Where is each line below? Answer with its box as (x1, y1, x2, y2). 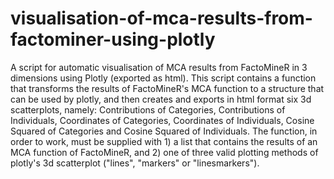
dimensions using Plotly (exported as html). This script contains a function (10, 72, 317, 84)
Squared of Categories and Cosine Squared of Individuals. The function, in (10, 125, 318, 137)
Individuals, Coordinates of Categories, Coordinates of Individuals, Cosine (10, 114, 315, 126)
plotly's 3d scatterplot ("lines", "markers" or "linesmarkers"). (10, 157, 260, 169)
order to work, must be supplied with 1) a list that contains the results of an (10, 135, 318, 147)
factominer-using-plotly (10, 28, 216, 51)
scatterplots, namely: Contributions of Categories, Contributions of (10, 103, 286, 116)
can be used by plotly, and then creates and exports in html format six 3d (10, 93, 312, 105)
